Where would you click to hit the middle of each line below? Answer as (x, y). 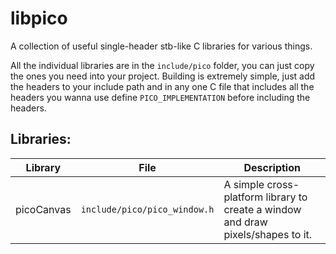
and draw (245, 222)
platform (243, 197)
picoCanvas (43, 209)
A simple (244, 184)
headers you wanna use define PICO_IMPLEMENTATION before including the (160, 97)
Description (272, 167)
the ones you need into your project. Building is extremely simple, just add (163, 76)
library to (286, 197)
